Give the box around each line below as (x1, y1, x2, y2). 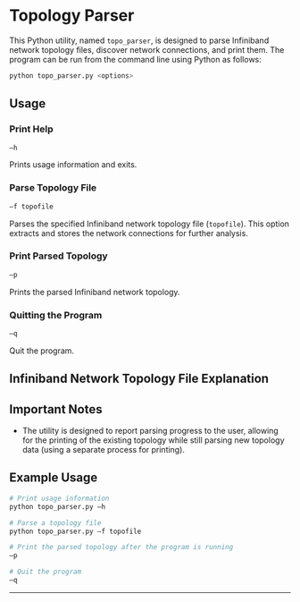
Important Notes (9, 402, 103, 417)
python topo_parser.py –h (9, 502, 105, 511)
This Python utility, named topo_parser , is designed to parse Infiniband (9, 35, 270, 46)
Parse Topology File (9, 182, 97, 194)
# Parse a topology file (9, 518, 102, 528)
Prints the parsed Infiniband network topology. (9, 286, 180, 297)
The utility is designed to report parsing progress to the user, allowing (21, 426, 279, 437)
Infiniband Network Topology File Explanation (9, 371, 270, 386)
